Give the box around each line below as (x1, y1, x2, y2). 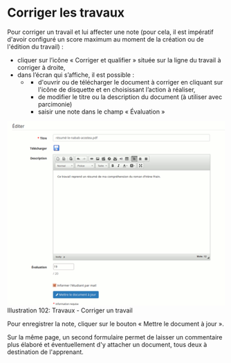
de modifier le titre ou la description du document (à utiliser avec (37, 92, 223, 101)
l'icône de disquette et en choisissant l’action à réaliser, (37, 85, 196, 94)
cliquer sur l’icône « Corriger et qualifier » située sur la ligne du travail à (17, 55, 221, 64)
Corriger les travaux (7, 5, 125, 21)
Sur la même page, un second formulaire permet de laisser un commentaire (7, 333, 223, 342)
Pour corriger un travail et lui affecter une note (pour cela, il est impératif (7, 28, 214, 36)
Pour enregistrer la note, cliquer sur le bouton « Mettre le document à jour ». (7, 320, 225, 328)
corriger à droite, (17, 63, 66, 71)
